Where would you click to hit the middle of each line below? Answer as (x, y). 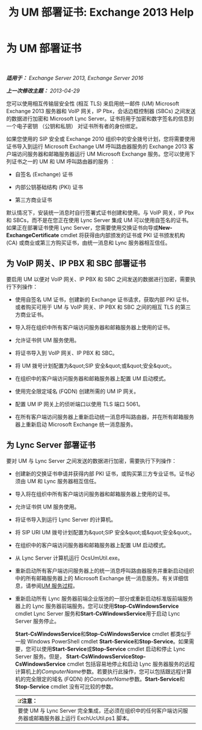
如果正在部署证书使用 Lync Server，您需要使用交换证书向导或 (82, 227)
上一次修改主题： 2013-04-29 (43, 90)
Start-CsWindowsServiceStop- (106, 656)
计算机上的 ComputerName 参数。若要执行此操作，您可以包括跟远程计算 (103, 671)
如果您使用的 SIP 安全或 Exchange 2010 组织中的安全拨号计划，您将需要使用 (101, 138)
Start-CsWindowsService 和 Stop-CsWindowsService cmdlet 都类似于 (103, 634)
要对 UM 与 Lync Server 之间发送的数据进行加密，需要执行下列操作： (92, 460)
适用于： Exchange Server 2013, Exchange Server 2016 (75, 78)
